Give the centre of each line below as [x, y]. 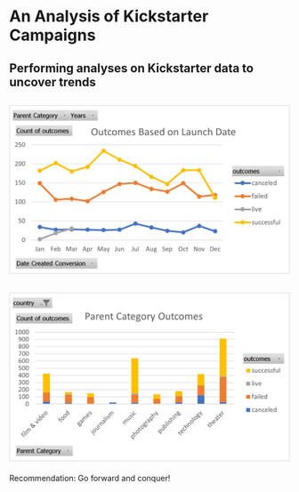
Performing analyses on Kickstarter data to [131, 68]
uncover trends [53, 82]
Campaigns [53, 35]
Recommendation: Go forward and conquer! [90, 479]
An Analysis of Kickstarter [109, 16]
